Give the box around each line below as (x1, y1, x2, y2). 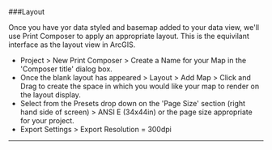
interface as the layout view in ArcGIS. (8, 40, 136, 49)
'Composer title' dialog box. (19, 64, 113, 74)
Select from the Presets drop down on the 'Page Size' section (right (19, 99, 245, 108)
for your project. (19, 116, 74, 125)
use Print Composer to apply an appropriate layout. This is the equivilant (8, 32, 249, 41)
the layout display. (19, 90, 81, 100)
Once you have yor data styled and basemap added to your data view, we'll (8, 23, 260, 32)
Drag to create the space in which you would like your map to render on (19, 81, 260, 91)
